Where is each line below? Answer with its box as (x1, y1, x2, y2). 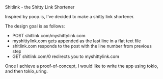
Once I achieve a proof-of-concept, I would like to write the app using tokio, (5, 63, 159, 69)
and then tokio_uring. (5, 68, 48, 74)
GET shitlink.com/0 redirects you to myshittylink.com (12, 53, 119, 59)
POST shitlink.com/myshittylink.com (12, 33, 86, 38)
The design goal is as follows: (5, 23, 65, 29)
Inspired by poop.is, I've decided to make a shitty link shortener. (5, 14, 135, 19)
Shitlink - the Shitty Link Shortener (5, 4, 75, 10)
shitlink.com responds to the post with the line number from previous (12, 43, 152, 49)
